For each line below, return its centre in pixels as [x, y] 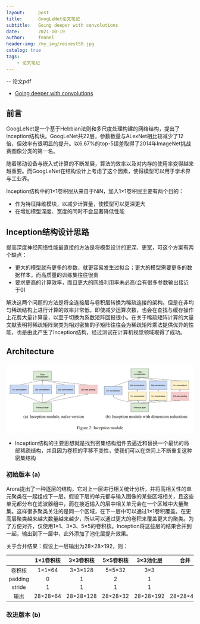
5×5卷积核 [116, 560]
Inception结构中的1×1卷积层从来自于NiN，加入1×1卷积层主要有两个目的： [95, 191]
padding [19, 579]
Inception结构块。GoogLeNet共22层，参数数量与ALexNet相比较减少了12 [95, 136]
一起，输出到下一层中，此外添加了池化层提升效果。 [69, 533]
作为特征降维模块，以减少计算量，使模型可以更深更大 [80, 204]
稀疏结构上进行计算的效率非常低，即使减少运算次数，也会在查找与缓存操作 [102, 310]
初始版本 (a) [23, 475]
